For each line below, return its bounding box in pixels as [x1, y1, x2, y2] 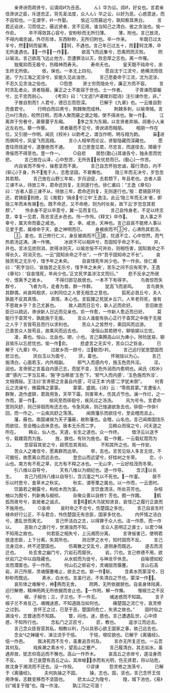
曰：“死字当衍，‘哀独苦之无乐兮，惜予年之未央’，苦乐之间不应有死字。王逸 [5, 264, 160, 270]
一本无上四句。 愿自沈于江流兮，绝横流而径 [64, 68, 163, 74]
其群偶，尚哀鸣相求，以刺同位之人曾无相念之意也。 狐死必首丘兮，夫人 [5, 289, 162, 296]
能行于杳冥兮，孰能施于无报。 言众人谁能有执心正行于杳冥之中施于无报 [5, 315, 162, 321]
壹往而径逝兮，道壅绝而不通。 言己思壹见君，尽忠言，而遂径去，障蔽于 [5, 144, 162, 150]
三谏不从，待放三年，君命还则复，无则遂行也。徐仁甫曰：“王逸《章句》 [5, 182, 154, 188]
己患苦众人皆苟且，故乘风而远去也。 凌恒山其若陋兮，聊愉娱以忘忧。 [5, 327, 157, 334]
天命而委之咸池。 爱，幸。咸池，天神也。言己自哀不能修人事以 [22, 220, 162, 226]
